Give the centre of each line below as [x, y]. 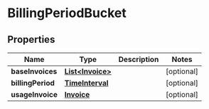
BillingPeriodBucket [67, 13]
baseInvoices [34, 71]
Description [139, 59]
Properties [31, 40]
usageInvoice [34, 94]
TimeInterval [86, 83]
